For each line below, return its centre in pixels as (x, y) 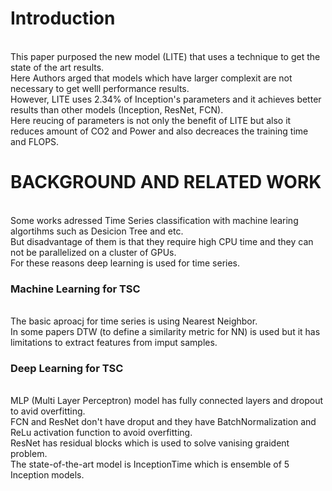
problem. (29, 454)
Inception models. (47, 475)
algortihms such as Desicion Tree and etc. (97, 231)
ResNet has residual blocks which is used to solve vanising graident (150, 443)
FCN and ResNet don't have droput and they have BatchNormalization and (163, 422)
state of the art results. (57, 67)
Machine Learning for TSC (75, 289)
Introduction (63, 18)
